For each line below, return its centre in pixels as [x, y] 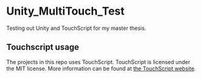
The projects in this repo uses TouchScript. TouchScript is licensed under [98, 62]
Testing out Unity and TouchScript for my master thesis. [76, 28]
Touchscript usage [43, 47]
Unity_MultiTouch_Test [65, 11]
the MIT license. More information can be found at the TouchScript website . [101, 68]
